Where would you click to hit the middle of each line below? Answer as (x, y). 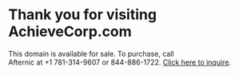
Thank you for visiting (83, 15)
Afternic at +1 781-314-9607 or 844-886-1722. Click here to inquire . (120, 62)
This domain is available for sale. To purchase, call (91, 53)
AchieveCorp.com (70, 32)
